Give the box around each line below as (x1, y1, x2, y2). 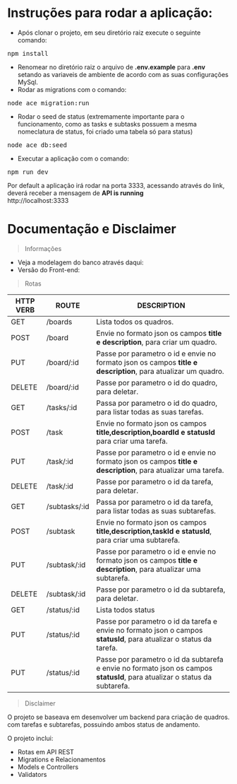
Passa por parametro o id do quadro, (96, 398, 218, 408)
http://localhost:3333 (7, 196, 69, 204)
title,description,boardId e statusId (96, 427, 215, 437)
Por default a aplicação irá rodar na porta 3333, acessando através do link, (7, 181, 225, 189)
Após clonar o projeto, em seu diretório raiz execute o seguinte (17, 28, 201, 37)
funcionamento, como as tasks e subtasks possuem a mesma (17, 119, 197, 128)
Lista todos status (96, 604, 155, 614)
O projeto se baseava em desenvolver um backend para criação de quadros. (7, 713, 230, 721)
